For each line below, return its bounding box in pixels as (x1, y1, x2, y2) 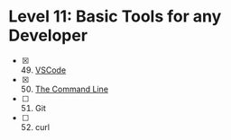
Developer (8, 25, 88, 46)
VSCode (34, 65, 67, 75)
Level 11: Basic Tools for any (8, 6, 222, 27)
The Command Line (34, 83, 109, 94)
